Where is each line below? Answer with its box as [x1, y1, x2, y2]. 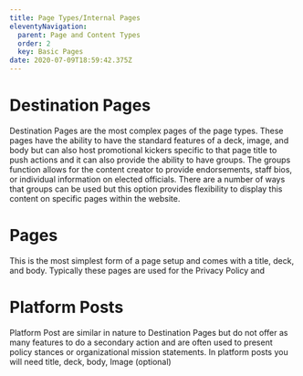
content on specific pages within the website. [9, 193, 181, 204]
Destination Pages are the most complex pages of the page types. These [9, 125, 284, 136]
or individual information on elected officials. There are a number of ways [9, 173, 286, 184]
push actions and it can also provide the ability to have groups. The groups [9, 154, 291, 165]
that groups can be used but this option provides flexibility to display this [9, 183, 283, 194]
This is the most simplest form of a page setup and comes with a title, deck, [9, 255, 295, 266]
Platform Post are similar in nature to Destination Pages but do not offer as [9, 327, 288, 338]
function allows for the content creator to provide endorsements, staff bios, [9, 163, 293, 174]
